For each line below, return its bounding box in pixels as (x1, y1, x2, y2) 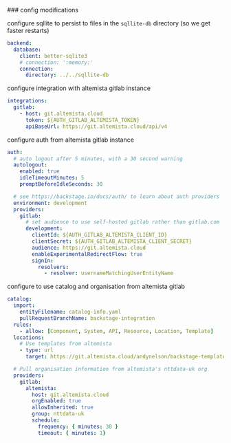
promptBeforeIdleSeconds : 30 (19, 181, 103, 188)
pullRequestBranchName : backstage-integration (19, 314, 155, 322)
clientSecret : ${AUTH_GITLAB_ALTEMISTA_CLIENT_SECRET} (32, 238, 192, 245)
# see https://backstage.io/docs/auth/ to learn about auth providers (13, 193, 220, 200)
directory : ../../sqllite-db (25, 72, 109, 78)
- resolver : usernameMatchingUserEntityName (43, 270, 174, 277)
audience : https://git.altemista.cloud (32, 244, 146, 251)
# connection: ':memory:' (19, 58, 94, 66)
